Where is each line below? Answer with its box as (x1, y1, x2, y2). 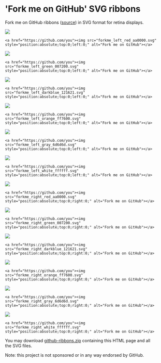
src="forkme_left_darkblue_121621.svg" (5, 90, 86, 95)
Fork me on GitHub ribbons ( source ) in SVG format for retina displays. (5, 19, 144, 25)
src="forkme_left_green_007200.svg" (5, 64, 79, 69)
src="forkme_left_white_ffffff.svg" (5, 168, 79, 173)
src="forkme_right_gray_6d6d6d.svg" (5, 298, 79, 304)
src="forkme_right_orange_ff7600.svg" (5, 273, 83, 278)
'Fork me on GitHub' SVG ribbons (5, 3, 141, 15)
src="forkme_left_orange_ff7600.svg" (5, 116, 81, 121)
